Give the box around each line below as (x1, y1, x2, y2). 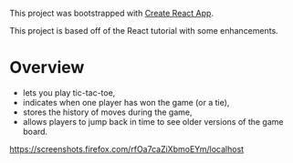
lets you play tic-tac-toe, (22, 87, 116, 98)
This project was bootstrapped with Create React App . (9, 8, 215, 18)
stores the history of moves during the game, (22, 107, 193, 117)
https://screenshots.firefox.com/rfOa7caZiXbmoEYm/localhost (9, 143, 245, 154)
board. (22, 126, 48, 137)
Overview (9, 57, 85, 78)
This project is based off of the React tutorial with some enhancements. (9, 25, 278, 36)
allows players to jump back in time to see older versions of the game (22, 116, 284, 127)
